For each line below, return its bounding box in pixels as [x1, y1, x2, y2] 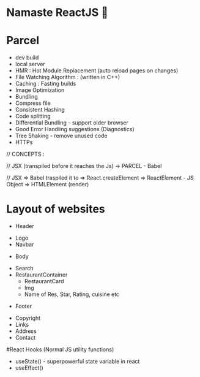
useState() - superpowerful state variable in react [15, 358, 140, 365]
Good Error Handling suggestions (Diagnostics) [15, 126, 135, 133]
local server [15, 61, 45, 68]
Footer [15, 303, 32, 310]
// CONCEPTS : [6, 150, 45, 158]
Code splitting [15, 113, 51, 120]
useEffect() [15, 364, 44, 371]
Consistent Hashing [15, 106, 65, 113]
